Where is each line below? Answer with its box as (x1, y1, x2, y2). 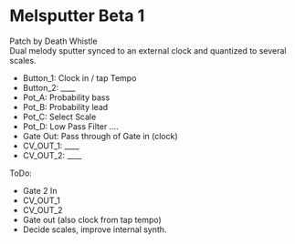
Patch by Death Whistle (9, 36, 98, 46)
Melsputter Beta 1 (9, 5, 145, 26)
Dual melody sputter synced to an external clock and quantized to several (9, 45, 287, 56)
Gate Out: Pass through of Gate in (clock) (22, 130, 178, 141)
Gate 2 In (22, 185, 58, 196)
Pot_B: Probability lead (22, 101, 109, 112)
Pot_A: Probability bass (22, 92, 111, 103)
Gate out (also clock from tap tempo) (22, 214, 162, 225)
